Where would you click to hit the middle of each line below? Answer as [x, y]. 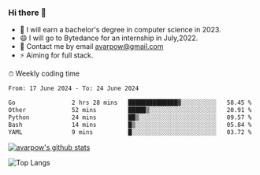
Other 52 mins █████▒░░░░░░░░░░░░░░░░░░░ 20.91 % [130, 110]
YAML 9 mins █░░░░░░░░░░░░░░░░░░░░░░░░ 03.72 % [130, 132]
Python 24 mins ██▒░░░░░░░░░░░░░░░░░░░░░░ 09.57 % [130, 117]
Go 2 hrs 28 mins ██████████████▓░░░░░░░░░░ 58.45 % [130, 103]
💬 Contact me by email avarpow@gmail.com [91, 47]
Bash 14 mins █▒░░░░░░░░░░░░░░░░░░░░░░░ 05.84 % [130, 125]
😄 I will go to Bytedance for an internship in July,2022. [109, 38]
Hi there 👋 [28, 13]
